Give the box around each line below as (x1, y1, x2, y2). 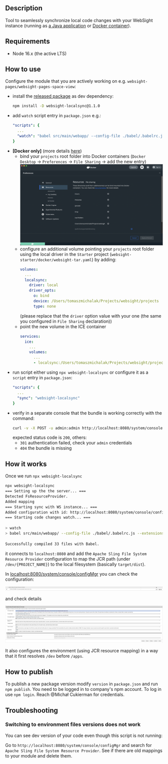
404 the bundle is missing (19, 445, 72, 451)
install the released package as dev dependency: (12, 93, 114, 99)
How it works (5, 459, 47, 468)
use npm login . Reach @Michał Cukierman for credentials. (5, 691, 125, 698)
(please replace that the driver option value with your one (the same (19, 313, 161, 319)
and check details (5, 596, 42, 602)
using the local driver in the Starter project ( (19, 251, 111, 257)
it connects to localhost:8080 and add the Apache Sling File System (5, 551, 147, 557)
